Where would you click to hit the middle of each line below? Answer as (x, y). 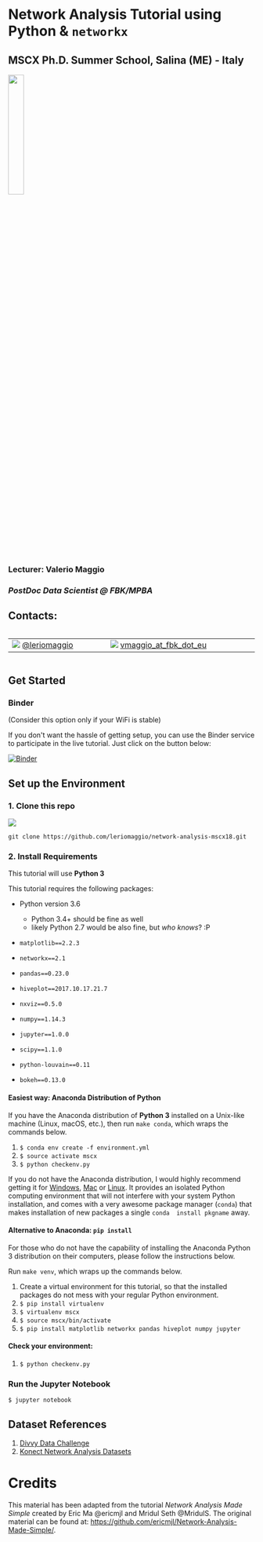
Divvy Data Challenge (54, 1443)
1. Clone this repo (42, 806)
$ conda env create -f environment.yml (85, 1148)
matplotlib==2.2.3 (49, 944)
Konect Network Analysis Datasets (75, 1452)
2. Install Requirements (53, 856)
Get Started (37, 681)
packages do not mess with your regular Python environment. (119, 1295)
